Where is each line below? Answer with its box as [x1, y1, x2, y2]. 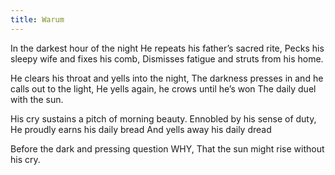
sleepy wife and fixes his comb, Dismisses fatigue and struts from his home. [10, 52, 324, 65]
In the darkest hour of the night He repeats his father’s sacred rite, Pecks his [10, 42, 325, 54]
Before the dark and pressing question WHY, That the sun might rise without [10, 142, 325, 155]
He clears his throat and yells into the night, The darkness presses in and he [10, 72, 324, 84]
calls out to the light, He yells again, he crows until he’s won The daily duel [10, 82, 317, 95]
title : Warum [10, 14, 65, 25]
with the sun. [10, 93, 64, 105]
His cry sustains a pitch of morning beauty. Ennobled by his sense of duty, [10, 112, 317, 125]
